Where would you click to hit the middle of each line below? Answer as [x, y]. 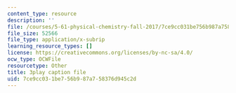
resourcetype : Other [38, 66]
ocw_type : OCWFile [34, 59]
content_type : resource [42, 14]
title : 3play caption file [47, 72]
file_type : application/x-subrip [56, 40]
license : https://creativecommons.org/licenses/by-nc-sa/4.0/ [100, 53]
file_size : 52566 [33, 33]
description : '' [31, 20]
